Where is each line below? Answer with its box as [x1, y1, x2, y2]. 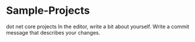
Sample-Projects [6, 4, 90, 17]
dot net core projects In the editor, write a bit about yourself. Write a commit [6, 23, 190, 30]
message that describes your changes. [6, 29, 101, 36]
